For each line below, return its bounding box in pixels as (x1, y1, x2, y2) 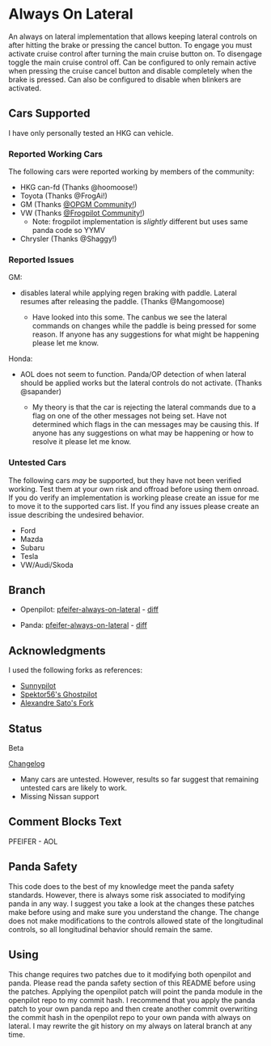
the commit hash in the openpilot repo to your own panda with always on (8, 1012, 252, 1022)
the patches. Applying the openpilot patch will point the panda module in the (8, 986, 263, 996)
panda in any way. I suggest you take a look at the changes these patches (8, 899, 255, 908)
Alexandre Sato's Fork (19, 698, 95, 708)
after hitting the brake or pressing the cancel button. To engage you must (8, 40, 252, 49)
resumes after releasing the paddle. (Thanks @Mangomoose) (19, 297, 225, 307)
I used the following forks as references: (8, 665, 143, 675)
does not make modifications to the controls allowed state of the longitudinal (8, 916, 264, 925)
